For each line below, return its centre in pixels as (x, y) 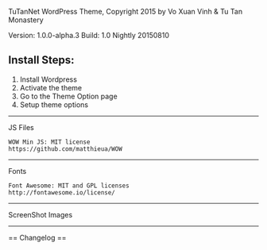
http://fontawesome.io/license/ (62, 192)
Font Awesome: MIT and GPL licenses (69, 186)
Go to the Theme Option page (68, 96)
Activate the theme (51, 87)
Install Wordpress (48, 79)
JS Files (21, 127)
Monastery (26, 20)
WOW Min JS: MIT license (49, 142)
